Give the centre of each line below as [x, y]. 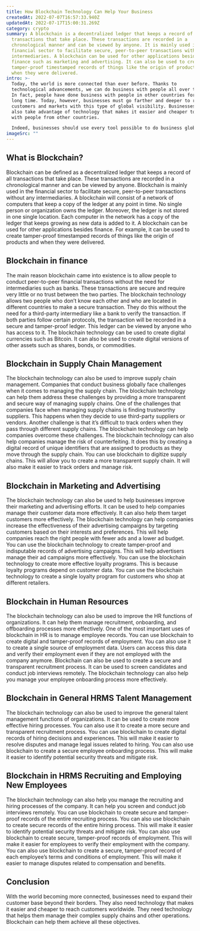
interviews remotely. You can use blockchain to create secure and [87, 812]
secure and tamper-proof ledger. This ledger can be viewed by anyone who [99, 326]
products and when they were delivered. [56, 242]
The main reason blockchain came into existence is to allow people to [91, 275]
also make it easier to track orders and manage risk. [70, 467]
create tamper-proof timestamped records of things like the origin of [90, 235]
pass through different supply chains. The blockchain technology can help [97, 429]
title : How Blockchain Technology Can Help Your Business [79, 12]
